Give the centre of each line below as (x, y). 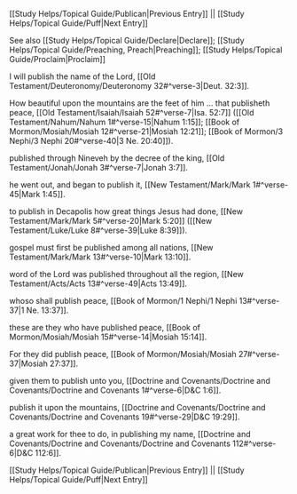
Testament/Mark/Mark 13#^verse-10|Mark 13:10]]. (100, 257)
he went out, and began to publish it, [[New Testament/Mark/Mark (130, 185)
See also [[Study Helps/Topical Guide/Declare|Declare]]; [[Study (127, 40)
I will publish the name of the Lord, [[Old (82, 76)
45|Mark (25, 194)
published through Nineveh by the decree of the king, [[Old (117, 158)
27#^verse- (259, 354)
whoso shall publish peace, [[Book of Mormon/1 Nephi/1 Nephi (123, 301)
